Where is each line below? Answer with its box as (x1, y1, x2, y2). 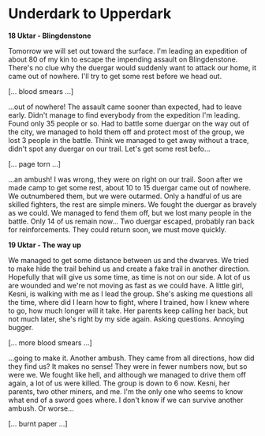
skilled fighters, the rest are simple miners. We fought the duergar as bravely (8, 199, 257, 209)
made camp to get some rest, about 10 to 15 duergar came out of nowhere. (8, 182, 252, 192)
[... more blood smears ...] (8, 337, 92, 348)
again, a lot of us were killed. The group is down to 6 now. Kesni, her (8, 378, 230, 388)
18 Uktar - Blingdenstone (8, 31, 91, 40)
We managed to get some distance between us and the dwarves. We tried (8, 255, 249, 265)
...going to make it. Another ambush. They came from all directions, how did (8, 353, 255, 363)
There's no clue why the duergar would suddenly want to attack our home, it (8, 62, 257, 72)
